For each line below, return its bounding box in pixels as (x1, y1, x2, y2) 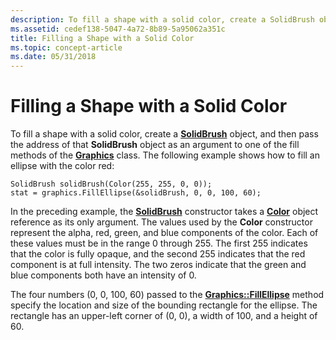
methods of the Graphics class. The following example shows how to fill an (10, 149, 320, 161)
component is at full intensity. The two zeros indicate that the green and (10, 259, 307, 271)
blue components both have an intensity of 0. (10, 269, 197, 281)
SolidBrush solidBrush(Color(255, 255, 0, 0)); (10, 179, 213, 190)
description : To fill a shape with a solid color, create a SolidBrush (10, 14, 315, 25)
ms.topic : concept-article (10, 42, 123, 53)
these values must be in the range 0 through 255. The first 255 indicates (10, 237, 308, 250)
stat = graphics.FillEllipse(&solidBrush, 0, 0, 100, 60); (10, 188, 262, 198)
